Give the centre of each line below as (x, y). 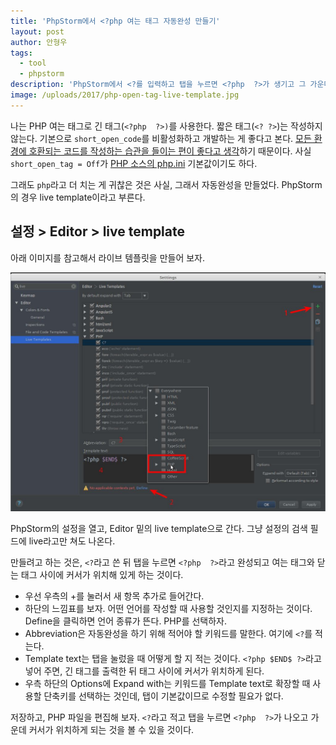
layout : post (37, 31)
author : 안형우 (39, 42)
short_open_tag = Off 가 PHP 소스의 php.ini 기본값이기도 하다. (134, 163)
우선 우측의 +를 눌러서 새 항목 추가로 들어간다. (114, 596)
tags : (21, 53)
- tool (33, 63)
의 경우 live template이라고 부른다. (78, 197)
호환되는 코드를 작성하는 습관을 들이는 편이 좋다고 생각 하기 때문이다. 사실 (170, 151)
